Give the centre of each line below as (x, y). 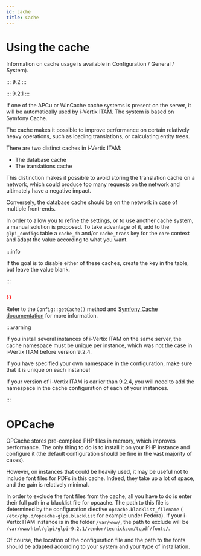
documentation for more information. (52, 316)
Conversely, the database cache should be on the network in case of (92, 202)
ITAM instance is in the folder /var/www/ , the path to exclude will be (105, 522)
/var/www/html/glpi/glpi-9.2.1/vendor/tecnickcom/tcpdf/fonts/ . (88, 528)
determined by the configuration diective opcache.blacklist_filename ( (94, 509)
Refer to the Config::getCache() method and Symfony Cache (82, 309)
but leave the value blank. (38, 270)
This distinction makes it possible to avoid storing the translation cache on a (101, 178)
